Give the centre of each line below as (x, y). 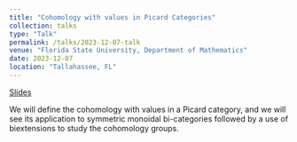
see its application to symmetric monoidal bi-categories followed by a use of (149, 118)
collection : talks (43, 26)
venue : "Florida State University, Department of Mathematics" (129, 51)
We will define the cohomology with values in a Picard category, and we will (148, 109)
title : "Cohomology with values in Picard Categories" (113, 17)
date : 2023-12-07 (41, 59)
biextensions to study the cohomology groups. (94, 128)
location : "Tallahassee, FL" (63, 67)
